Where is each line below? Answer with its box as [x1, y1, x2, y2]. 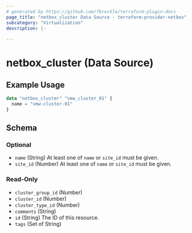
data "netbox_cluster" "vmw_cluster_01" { [6, 95, 113, 101]
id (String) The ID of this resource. [14, 214, 100, 221]
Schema [6, 123, 37, 133]
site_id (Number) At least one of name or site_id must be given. [14, 161, 172, 168]
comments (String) [14, 208, 56, 215]
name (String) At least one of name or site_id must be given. [14, 154, 159, 161]
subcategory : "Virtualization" [6, 20, 84, 25]
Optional [6, 141, 31, 149]
